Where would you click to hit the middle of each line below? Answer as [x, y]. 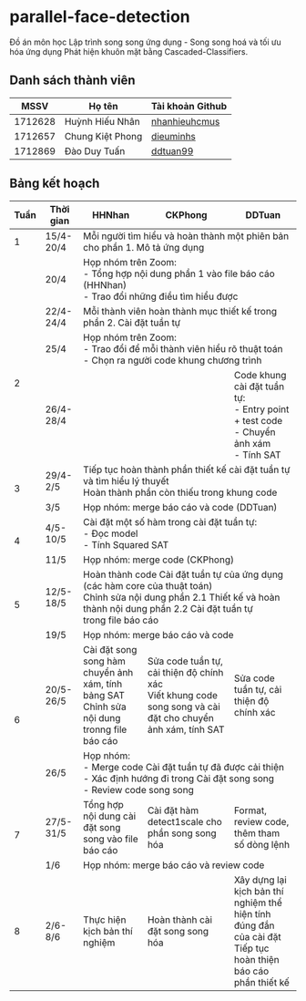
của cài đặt [257, 936]
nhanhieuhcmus [186, 121]
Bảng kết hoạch [55, 184]
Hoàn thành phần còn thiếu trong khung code [180, 492]
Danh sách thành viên [72, 81]
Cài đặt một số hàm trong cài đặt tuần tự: [170, 521]
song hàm [104, 661]
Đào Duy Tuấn [95, 150]
